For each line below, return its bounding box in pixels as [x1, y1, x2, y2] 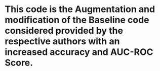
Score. [5, 57, 33, 68]
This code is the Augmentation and [5, 4, 155, 15]
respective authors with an [5, 36, 120, 47]
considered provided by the [5, 25, 124, 36]
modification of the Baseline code [5, 14, 150, 26]
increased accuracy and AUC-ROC [5, 46, 153, 58]
